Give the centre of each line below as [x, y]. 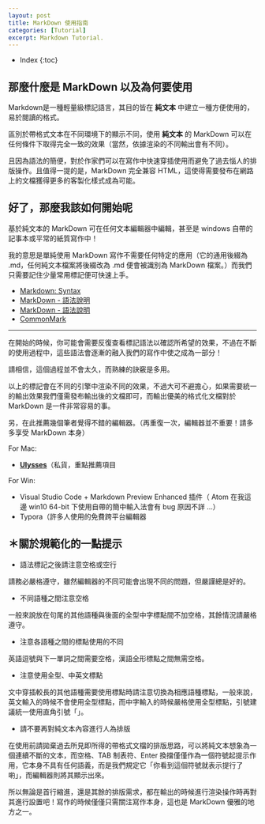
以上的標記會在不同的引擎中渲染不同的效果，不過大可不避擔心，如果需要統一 [132, 386]
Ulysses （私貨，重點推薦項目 [68, 464]
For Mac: [22, 448]
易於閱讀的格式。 [36, 117]
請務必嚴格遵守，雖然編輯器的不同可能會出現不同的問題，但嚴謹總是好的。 [129, 581]
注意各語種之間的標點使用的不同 [71, 641]
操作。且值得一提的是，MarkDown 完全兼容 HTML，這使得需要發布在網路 [134, 171]
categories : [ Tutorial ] [47, 30]
